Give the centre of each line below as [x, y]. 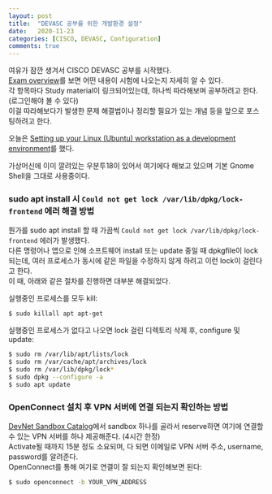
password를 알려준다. [43, 457]
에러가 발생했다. [65, 240]
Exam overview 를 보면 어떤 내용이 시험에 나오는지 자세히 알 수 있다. [116, 80]
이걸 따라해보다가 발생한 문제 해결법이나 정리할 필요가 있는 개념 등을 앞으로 [127, 111]
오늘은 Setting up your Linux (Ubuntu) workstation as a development [122, 138]
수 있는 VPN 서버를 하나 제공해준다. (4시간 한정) [84, 436]
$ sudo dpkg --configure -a [56, 377]
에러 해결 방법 [69, 211]
